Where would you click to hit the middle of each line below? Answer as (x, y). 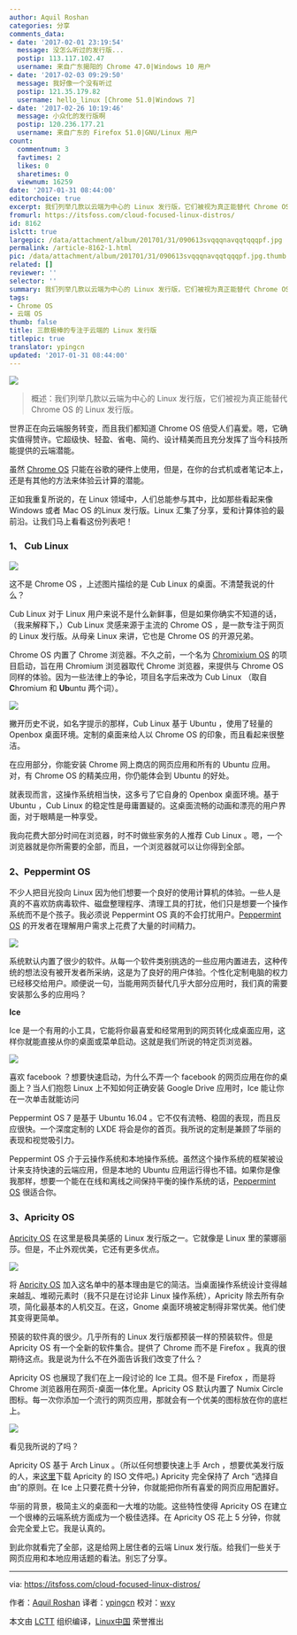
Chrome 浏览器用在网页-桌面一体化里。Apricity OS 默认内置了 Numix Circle (146, 1389)
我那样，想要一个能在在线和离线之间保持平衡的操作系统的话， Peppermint (143, 1181)
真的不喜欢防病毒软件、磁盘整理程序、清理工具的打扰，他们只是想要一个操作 (148, 904)
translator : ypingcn (47, 346)
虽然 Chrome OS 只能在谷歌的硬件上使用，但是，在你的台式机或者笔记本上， (148, 469)
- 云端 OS (26, 314)
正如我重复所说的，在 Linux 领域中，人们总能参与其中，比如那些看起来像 (141, 499)
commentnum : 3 (43, 149)
